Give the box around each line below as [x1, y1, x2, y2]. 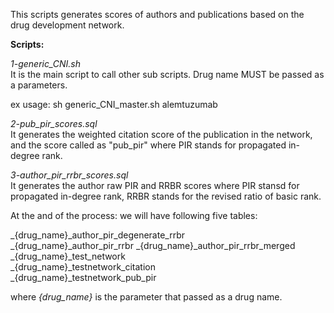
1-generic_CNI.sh [10, 58, 81, 69]
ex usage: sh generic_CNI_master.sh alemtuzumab [10, 99, 218, 110]
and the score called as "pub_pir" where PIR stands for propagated [10, 139, 287, 151]
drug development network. [10, 19, 125, 31]
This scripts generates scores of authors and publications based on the [10, 9, 305, 20]
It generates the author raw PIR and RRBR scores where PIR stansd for [10, 180, 300, 191]
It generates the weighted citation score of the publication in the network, [10, 129, 313, 140]
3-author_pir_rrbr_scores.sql [10, 169, 129, 181]
